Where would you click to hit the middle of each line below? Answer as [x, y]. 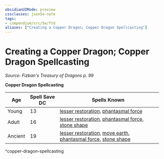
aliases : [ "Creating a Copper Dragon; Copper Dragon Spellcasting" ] [76, 28]
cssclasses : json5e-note [30, 14]
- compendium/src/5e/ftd [30, 23]
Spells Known [108, 100]
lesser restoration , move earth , [95, 133]
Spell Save [42, 97]
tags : [10, 18]
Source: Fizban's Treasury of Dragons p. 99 [49, 75]
